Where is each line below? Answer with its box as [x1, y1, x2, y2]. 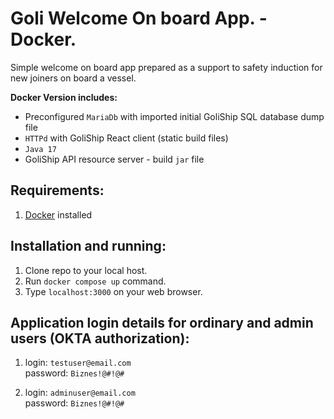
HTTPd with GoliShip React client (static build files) [24, 132, 229, 144]
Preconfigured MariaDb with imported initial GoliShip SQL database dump [24, 110, 325, 122]
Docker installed [24, 208, 93, 221]
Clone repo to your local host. [24, 264, 148, 276]
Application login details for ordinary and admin [10, 314, 314, 331]
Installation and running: [10, 238, 167, 255]
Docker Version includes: [10, 91, 118, 103]
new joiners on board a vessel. [10, 72, 137, 84]
